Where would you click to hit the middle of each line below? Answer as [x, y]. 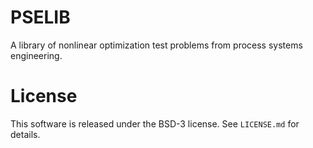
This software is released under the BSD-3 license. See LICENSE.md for [155, 123]
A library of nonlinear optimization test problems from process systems [156, 45]
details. [25, 134]
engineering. [36, 55]
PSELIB [40, 17]
